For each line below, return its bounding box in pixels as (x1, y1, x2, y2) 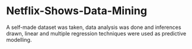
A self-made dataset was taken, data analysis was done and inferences (6, 24, 182, 31)
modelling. (6, 36, 32, 43)
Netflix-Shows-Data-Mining (6, 4, 147, 18)
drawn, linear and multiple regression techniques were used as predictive (6, 30, 187, 37)
